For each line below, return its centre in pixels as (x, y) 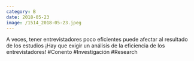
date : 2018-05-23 (28, 17)
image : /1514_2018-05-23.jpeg (44, 23)
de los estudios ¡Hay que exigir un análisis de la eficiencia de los (86, 46)
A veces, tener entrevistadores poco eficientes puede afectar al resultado (97, 40)
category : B (21, 12)
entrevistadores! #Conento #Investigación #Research (72, 52)
